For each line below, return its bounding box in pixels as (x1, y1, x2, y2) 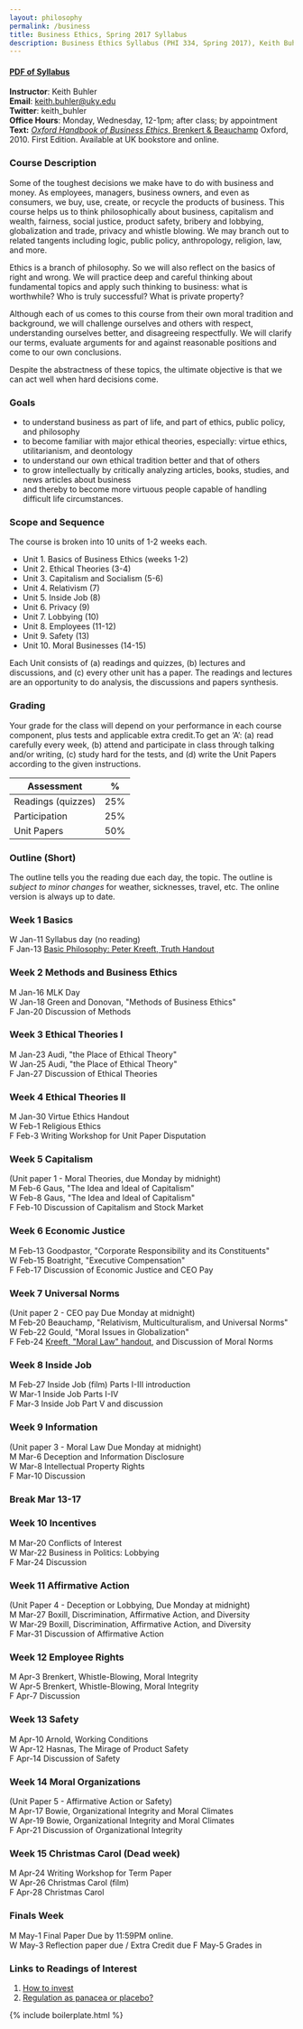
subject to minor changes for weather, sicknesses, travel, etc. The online (9, 881, 280, 892)
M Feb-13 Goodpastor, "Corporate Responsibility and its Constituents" (9, 1245, 271, 1255)
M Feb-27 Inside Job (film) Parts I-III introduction (9, 1379, 191, 1390)
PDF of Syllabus (9, 66, 70, 77)
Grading (9, 699, 46, 712)
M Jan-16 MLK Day (9, 987, 80, 997)
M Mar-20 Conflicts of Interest (9, 1537, 123, 1548)
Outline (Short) (9, 851, 77, 864)
